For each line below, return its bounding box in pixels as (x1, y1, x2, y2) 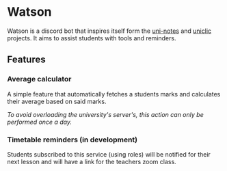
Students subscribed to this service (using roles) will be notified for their (7, 150, 211, 158)
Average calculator (7, 75, 72, 84)
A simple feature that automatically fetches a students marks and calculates (7, 90, 221, 98)
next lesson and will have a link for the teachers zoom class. (7, 157, 176, 166)
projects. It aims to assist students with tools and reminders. (7, 34, 176, 42)
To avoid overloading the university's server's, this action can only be (7, 110, 204, 118)
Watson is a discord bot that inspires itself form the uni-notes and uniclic (7, 27, 212, 35)
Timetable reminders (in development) (7, 135, 138, 144)
